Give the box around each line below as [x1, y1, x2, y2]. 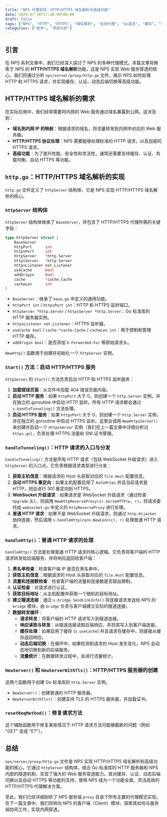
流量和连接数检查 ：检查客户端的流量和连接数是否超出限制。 [12, 578, 135, 584]
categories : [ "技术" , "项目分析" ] [5, 26, 72, 31]
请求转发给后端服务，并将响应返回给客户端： [5, 555, 97, 561]
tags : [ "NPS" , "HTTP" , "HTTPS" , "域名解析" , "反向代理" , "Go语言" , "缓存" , [5, 21, 157, 26]
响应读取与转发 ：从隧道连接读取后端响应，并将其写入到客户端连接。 [19, 622, 160, 628]
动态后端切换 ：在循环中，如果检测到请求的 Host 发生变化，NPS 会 [19, 640, 156, 646]
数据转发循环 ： [12, 610, 43, 615]
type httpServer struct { [5, 235, 59, 240]
